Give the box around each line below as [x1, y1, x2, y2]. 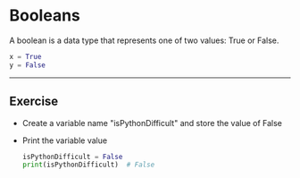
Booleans [9, 5, 80, 26]
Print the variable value [21, 135, 108, 146]
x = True [9, 52, 42, 61]
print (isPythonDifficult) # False [21, 160, 155, 170]
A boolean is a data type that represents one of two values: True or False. [9, 35, 279, 46]
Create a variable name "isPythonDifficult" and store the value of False [21, 117, 283, 128]
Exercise [9, 94, 59, 109]
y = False [9, 60, 46, 70]
